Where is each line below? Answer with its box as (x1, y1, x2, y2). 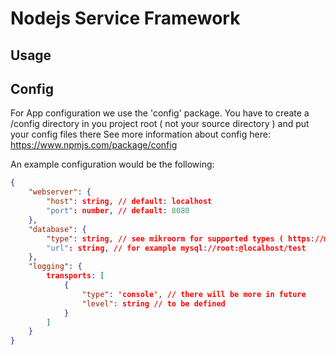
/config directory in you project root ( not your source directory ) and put (10, 118, 310, 130)
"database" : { (28, 224, 87, 234)
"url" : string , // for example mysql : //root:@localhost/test (46, 243, 307, 253)
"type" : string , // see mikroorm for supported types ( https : (46, 233, 316, 244)
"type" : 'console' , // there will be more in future (81, 289, 307, 299)
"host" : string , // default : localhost (46, 197, 213, 207)
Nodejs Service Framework (10, 7, 241, 30)
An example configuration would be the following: (10, 158, 215, 171)
